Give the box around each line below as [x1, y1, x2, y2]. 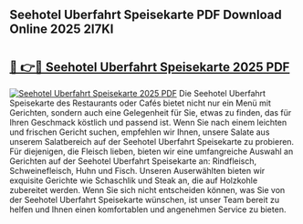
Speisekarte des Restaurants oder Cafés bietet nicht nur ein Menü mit [9, 97, 272, 108]
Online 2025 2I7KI [9, 22, 114, 37]
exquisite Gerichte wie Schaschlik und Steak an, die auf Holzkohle [9, 175, 258, 186]
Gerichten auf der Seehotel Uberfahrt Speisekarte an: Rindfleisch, [9, 156, 257, 167]
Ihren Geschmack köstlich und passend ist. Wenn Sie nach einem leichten [9, 117, 287, 127]
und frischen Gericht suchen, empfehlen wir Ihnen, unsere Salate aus [9, 127, 270, 137]
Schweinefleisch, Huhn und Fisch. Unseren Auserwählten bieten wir [9, 166, 266, 176]
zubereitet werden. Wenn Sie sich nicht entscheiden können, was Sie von [9, 185, 286, 195]
